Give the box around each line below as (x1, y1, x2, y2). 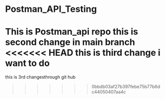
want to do (5, 58, 50, 69)
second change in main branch (5, 37, 135, 48)
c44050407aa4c (91, 89, 126, 95)
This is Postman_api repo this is (5, 26, 138, 38)
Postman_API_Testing (5, 3, 97, 15)
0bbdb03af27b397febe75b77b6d (91, 84, 161, 90)
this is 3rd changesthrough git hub (5, 74, 76, 80)
